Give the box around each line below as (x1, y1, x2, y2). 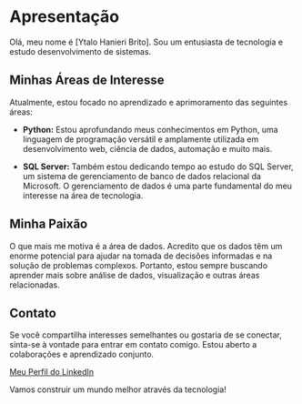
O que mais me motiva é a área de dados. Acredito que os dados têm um (9, 240, 283, 251)
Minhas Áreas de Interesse (9, 73, 165, 88)
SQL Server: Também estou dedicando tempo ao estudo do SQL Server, (22, 161, 294, 172)
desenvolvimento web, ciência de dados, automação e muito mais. (22, 143, 273, 154)
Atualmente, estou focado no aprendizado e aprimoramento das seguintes (9, 96, 288, 107)
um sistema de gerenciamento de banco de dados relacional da (22, 170, 262, 181)
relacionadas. (9, 279, 61, 290)
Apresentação (9, 6, 120, 27)
